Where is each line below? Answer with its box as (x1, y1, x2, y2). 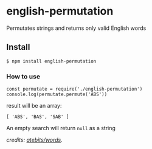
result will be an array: (6, 102, 62, 109)
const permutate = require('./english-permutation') (6, 86, 143, 92)
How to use (6, 72, 41, 80)
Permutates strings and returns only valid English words (6, 24, 147, 32)
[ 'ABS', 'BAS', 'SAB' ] (6, 114, 69, 120)
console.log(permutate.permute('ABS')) (6, 91, 108, 98)
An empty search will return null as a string (6, 125, 116, 132)
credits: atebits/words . (6, 136, 63, 144)
